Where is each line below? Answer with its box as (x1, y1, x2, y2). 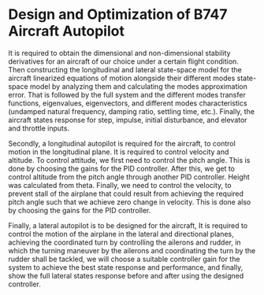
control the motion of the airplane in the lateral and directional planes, (8, 229, 234, 238)
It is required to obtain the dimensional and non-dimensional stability (8, 48, 231, 57)
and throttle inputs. (8, 124, 69, 133)
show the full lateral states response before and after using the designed (8, 271, 244, 280)
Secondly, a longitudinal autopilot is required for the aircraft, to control (8, 138, 236, 148)
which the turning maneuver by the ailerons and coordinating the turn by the (8, 245, 256, 255)
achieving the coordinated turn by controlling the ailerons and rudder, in (8, 238, 242, 247)
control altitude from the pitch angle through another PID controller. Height (8, 171, 250, 182)
